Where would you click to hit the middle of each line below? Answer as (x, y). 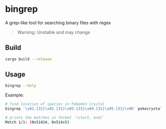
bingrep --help (21, 86)
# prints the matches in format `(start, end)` (55, 118)
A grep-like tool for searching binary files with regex (58, 23)
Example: (15, 95)
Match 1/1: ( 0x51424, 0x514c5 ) (37, 122)
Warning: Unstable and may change (54, 32)
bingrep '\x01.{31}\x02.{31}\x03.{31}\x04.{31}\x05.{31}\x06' (70, 109)
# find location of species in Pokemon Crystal (55, 104)
